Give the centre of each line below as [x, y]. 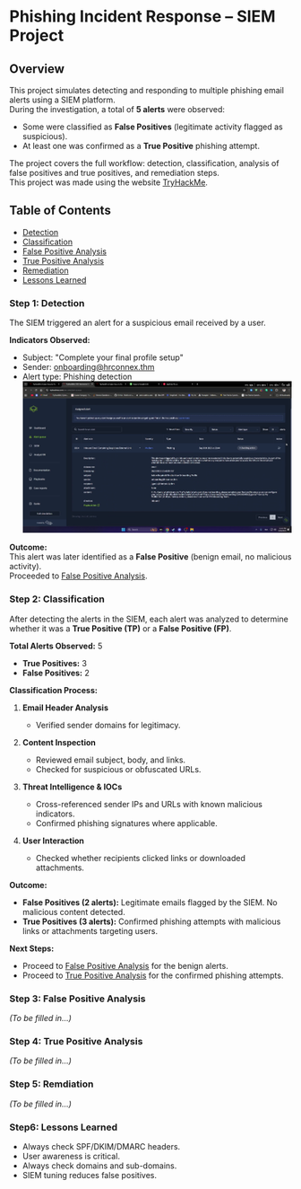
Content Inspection [59, 742]
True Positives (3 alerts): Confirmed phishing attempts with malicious [151, 921]
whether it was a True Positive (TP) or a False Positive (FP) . [120, 628]
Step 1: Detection [47, 303]
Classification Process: [54, 690]
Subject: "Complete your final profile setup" [103, 357]
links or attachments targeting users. [90, 930]
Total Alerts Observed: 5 [56, 646]
